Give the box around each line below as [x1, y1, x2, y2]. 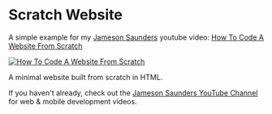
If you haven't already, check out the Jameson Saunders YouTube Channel [8, 87, 258, 98]
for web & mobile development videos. [8, 96, 137, 106]
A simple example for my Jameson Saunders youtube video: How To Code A [8, 32, 264, 42]
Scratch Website [8, 6, 123, 24]
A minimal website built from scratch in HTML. [8, 72, 163, 82]
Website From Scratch [8, 40, 83, 50]
